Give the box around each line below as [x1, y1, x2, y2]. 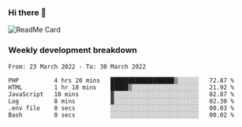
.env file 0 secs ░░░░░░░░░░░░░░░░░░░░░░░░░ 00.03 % [8, 104, 235, 112]
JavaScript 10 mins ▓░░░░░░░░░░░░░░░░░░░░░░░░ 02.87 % [8, 90, 235, 98]
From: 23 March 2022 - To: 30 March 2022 [8, 62, 147, 70]
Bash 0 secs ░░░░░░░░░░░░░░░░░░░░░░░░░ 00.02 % [8, 110, 235, 119]
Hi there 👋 [8, 7, 47, 18]
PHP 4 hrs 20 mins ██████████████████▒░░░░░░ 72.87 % [8, 77, 235, 84]
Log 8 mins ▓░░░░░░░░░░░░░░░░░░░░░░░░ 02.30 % [8, 97, 235, 105]
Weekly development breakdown [8, 45, 138, 56]
